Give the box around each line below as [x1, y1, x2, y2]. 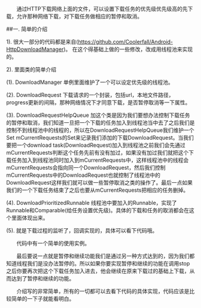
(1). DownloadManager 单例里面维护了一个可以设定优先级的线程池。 [6, 78, 173, 86]
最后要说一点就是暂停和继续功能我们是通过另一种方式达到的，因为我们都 [16, 252, 195, 259]
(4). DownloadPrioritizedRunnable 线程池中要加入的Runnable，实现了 [6, 200, 178, 206]
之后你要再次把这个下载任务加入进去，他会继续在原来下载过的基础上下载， [6, 267, 190, 274]
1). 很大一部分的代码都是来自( [6, 38, 78, 45]
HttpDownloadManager [6, 46, 64, 53]
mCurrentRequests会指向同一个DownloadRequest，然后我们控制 [6, 164, 166, 171]
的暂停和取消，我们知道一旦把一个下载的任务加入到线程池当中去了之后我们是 [6, 119, 195, 126]
